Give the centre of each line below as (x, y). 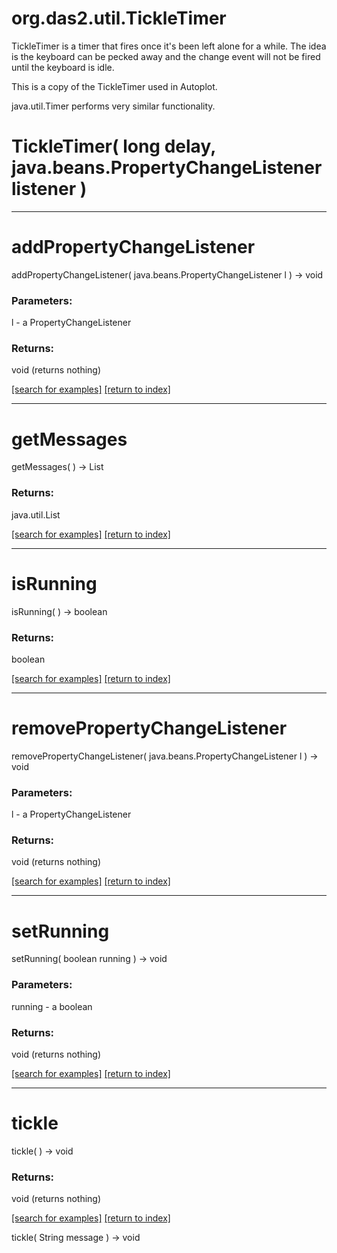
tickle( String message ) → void (76, 1238)
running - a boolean (52, 1006)
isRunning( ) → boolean (59, 611)
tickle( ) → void (42, 1151)
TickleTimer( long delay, (113, 146)
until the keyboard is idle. (63, 67)
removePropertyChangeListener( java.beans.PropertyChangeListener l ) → (165, 756)
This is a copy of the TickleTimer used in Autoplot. (114, 86)
